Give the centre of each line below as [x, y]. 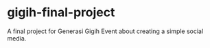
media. [17, 38]
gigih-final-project [61, 13]
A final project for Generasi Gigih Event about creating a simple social [105, 31]
